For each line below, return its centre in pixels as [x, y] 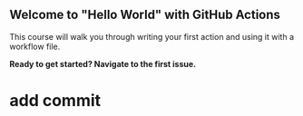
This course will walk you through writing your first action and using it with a [152, 36]
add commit [55, 101]
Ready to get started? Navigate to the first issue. [103, 63]
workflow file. [35, 46]
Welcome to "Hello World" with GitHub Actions [145, 15]
